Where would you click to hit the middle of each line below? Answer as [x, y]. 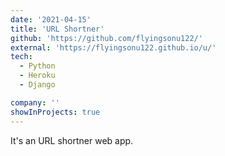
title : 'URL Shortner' [57, 29]
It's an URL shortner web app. [72, 140]
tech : [21, 57]
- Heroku [37, 76]
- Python [37, 66]
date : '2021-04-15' [51, 19]
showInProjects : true [55, 112]
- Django [37, 85]
